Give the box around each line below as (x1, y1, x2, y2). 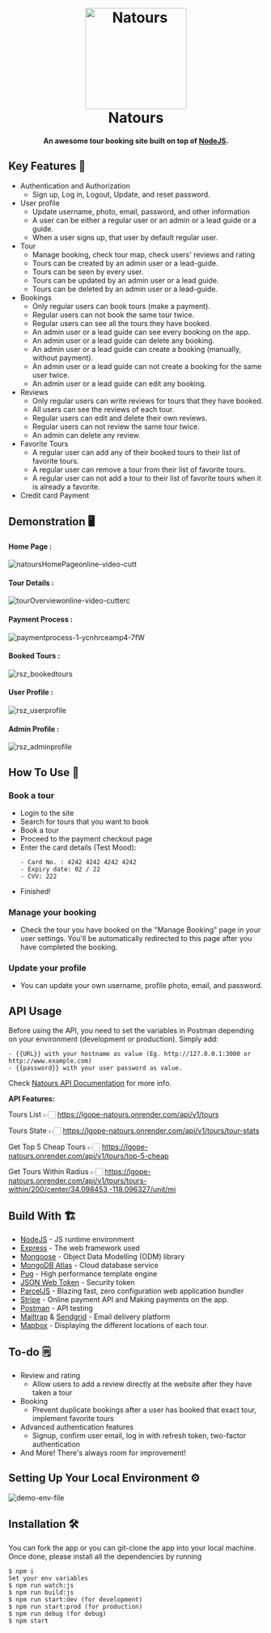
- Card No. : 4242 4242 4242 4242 (19, 858, 137, 866)
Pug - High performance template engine (19, 1269, 158, 1279)
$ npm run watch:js (8, 1581, 74, 1589)
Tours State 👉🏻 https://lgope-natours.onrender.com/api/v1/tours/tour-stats (8, 1126, 260, 1135)
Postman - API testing (19, 1304, 93, 1313)
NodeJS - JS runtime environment (19, 1235, 135, 1245)
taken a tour (32, 1387, 73, 1398)
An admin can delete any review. (32, 430, 142, 439)
